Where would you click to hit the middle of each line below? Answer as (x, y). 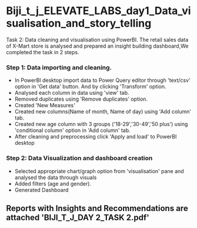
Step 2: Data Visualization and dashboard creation (79, 158)
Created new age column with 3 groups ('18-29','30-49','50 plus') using (101, 124)
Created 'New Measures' (45, 105)
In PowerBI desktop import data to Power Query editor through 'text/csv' (102, 80)
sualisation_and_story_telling (79, 23)
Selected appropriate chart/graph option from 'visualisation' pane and (99, 171)
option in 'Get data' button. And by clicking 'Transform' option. (90, 87)
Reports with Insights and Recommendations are (97, 208)
